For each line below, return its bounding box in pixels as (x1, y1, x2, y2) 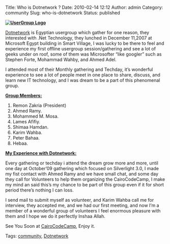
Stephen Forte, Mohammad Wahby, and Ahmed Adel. (5, 57, 117, 63)
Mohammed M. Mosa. (12, 113, 59, 119)
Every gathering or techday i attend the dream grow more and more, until (5, 160, 159, 166)
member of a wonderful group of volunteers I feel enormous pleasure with (5, 208, 161, 213)
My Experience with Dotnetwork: (5, 150, 77, 156)
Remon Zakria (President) (12, 102, 67, 109)
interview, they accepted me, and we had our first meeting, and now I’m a (5, 202, 159, 208)
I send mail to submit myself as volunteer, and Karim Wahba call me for (5, 197, 154, 203)
